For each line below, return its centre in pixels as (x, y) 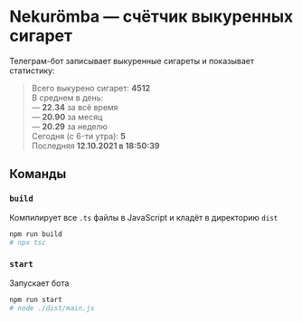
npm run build (36, 234)
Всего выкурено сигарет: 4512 (91, 88)
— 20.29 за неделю (70, 126)
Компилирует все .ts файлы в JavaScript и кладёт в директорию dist (144, 217)
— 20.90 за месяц (67, 117)
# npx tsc (28, 242)
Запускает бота (39, 283)
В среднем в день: (67, 98)
